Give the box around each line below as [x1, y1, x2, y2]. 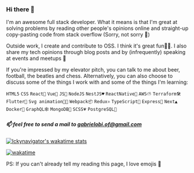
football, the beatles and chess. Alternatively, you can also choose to [6, 73, 173, 80]
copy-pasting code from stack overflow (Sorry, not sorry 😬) [6, 31, 150, 38]
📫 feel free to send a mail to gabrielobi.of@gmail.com [6, 120, 142, 128]
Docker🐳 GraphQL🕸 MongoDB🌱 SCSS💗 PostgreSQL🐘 [6, 107, 117, 113]
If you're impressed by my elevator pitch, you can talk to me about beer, [6, 66, 180, 73]
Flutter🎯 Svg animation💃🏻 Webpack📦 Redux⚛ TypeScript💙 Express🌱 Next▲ [6, 99, 178, 105]
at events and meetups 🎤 [6, 55, 66, 62]
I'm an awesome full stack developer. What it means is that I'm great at [6, 19, 178, 26]
